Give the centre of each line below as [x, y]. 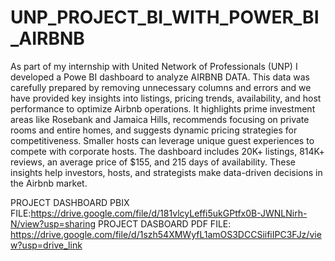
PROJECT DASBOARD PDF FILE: [165, 223]
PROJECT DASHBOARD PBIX [70, 202]
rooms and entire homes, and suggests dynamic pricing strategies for [154, 130]
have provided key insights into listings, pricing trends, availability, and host [166, 98]
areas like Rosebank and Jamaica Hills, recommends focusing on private [160, 119]
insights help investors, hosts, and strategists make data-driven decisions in [166, 172]
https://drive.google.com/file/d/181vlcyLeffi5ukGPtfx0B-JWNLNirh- [169, 213]
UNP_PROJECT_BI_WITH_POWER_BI [165, 17]
